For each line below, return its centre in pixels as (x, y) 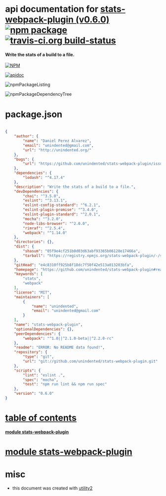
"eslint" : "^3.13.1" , (45, 201)
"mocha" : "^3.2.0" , (43, 219)
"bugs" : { (24, 159)
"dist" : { (24, 247)
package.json (34, 114)
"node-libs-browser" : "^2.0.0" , (56, 223)
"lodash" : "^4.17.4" (44, 178)
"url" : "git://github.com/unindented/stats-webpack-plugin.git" (90, 362)
